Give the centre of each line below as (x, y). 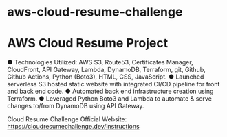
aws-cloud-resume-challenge (95, 12)
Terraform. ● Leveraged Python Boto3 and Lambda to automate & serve (109, 99)
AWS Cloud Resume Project (88, 43)
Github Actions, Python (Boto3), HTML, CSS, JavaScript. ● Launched (106, 77)
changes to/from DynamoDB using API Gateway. (76, 106)
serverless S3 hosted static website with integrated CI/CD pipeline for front (113, 84)
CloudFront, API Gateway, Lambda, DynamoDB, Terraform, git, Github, (107, 70)
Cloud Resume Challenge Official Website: (67, 119)
